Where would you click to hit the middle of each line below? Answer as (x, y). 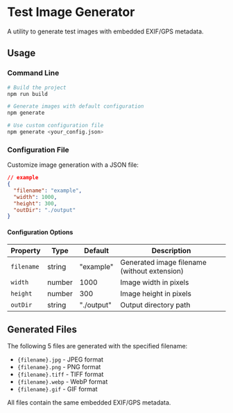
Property (26, 250)
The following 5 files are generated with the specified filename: (97, 346)
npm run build (28, 94)
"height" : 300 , (35, 203)
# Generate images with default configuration (76, 106)
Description (171, 250)
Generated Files (42, 329)
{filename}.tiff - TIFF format (60, 374)
